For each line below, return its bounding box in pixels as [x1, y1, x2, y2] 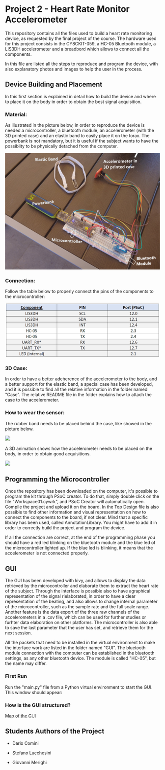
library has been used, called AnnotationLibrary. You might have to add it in [5, 519, 157, 526]
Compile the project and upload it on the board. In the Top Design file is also [5, 504, 159, 510]
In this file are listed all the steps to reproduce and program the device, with [5, 61, 158, 67]
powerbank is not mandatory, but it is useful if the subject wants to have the [5, 138, 159, 144]
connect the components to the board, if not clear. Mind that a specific [5, 514, 148, 520]
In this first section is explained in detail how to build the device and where [5, 93, 156, 99]
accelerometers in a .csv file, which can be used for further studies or [5, 614, 146, 620]
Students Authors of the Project [5, 727, 105, 735]
